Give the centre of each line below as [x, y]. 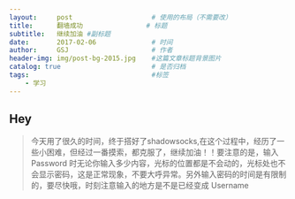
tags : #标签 [89, 75]
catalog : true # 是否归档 [98, 67]
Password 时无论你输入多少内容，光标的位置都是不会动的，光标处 [151, 164]
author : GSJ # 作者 [91, 50]
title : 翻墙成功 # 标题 [88, 26]
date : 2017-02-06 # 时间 [91, 42]
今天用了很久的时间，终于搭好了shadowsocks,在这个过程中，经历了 [154, 142]
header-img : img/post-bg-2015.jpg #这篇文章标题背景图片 [115, 58]
